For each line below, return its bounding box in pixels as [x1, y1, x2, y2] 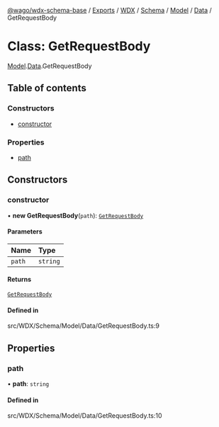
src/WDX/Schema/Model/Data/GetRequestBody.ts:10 [7, 411, 162, 420]
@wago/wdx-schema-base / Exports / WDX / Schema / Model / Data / [7, 6, 213, 14]
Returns [7, 275, 32, 284]
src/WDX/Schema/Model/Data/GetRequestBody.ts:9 [7, 321, 159, 330]
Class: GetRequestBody [7, 38, 151, 55]
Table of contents [7, 82, 86, 94]
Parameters [7, 227, 43, 236]
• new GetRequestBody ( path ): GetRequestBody [7, 211, 144, 220]
